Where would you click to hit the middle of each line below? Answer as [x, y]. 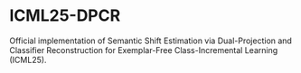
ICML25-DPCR [65, 16]
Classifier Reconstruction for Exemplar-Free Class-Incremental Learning [144, 50]
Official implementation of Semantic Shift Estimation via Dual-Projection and [150, 41]
